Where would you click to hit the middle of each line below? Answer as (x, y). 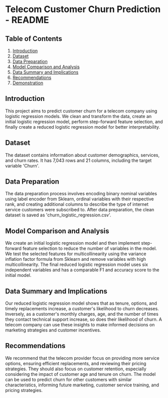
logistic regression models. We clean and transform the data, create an (78, 116)
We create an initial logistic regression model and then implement (73, 243)
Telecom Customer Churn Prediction (83, 9)
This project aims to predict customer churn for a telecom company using (81, 111)
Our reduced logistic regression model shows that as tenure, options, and (81, 303)
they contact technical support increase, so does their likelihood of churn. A (83, 319)
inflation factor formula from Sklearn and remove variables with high (76, 259)
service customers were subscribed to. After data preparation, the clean (80, 210)
